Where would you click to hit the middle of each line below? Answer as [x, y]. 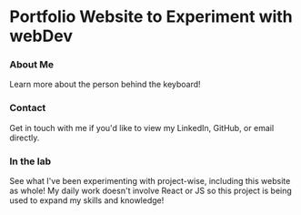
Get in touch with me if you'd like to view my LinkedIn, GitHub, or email [142, 128]
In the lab [30, 161]
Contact [28, 108]
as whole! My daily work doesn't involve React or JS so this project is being [151, 191]
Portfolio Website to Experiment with [151, 17]
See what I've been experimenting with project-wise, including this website [150, 181]
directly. [25, 138]
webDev [41, 36]
